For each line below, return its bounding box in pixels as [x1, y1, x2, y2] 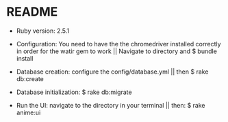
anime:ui [16, 108, 41, 117]
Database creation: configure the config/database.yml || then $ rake [16, 67, 209, 76]
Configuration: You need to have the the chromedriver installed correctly [16, 40, 221, 48]
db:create [16, 74, 44, 82]
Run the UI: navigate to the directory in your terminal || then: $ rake [16, 101, 205, 109]
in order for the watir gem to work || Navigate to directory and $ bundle [16, 47, 217, 55]
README [6, 4, 58, 20]
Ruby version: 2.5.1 [16, 27, 70, 35]
